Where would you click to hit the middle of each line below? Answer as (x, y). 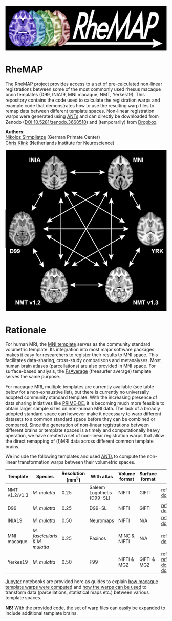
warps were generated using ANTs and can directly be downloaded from (82, 116)
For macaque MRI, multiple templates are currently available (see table (80, 387)
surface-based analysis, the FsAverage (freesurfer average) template (79, 371)
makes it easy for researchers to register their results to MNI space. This (82, 355)
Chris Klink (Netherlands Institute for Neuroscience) (60, 143)
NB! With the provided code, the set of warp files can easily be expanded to (85, 608)
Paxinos (98, 538)
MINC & (126, 536)
